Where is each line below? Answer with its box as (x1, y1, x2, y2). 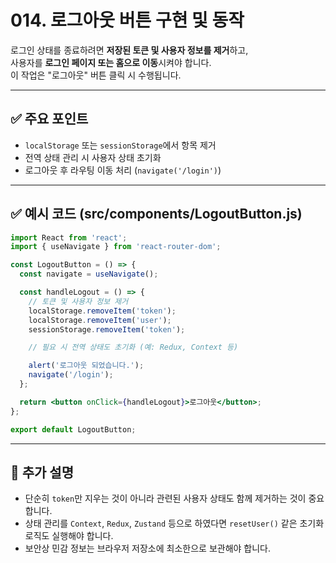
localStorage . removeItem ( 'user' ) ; (28, 315, 172, 325)
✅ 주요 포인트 (10, 111, 89, 128)
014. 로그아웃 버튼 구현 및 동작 (10, 9, 245, 32)
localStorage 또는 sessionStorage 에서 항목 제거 (24, 139, 217, 151)
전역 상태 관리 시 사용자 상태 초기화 (24, 151, 162, 163)
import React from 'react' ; (10, 232, 128, 243)
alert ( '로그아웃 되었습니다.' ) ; (28, 361, 145, 371)
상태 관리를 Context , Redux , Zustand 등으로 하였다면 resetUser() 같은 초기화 (24, 517, 325, 530)
